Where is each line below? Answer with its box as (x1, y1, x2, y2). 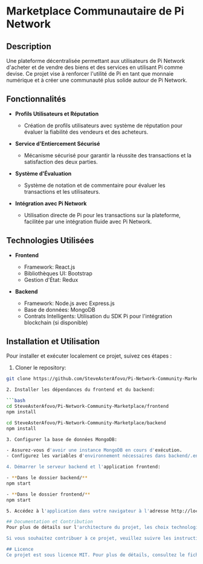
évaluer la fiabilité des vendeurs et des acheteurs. (24, 128, 149, 136)
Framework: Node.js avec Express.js (24, 300, 115, 307)
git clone (6, 376, 31, 382)
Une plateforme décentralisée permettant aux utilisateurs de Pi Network (6, 57, 185, 64)
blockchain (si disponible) (24, 319, 88, 326)
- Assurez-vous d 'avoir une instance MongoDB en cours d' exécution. (6, 447, 182, 453)
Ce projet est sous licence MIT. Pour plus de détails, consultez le (6, 552, 185, 558)
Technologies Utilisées (6, 235, 94, 246)
